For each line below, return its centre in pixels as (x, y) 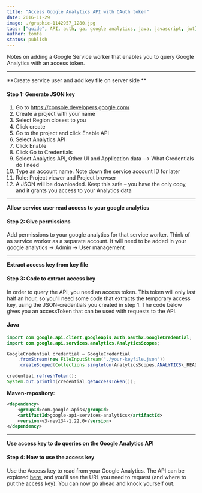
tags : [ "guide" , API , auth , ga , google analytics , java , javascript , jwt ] (102, 29)
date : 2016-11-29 (28, 17)
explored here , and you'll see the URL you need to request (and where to (97, 477)
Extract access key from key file (48, 265)
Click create (30, 127)
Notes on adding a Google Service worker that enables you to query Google (100, 57)
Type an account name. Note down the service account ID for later (98, 171)
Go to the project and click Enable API (62, 133)
